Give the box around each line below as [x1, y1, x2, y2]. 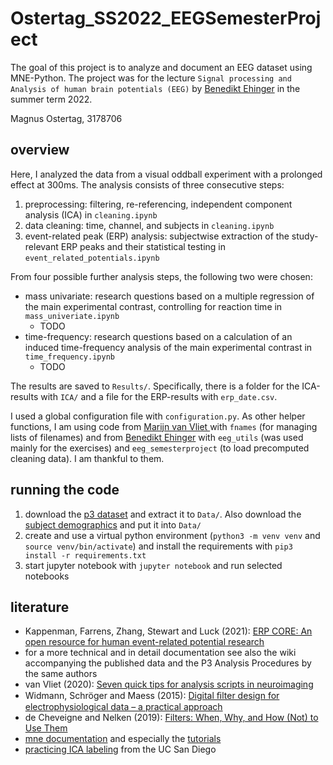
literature [10, 598, 70, 616]
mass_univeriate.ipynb [24, 311, 120, 321]
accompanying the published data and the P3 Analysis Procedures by [24, 657, 312, 669]
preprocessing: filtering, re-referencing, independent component [24, 198, 293, 210]
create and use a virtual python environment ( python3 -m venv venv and [24, 529, 321, 541]
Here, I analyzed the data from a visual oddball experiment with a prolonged [10, 168, 323, 180]
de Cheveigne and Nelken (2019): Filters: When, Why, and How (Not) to [24, 712, 319, 724]
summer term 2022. [10, 93, 93, 105]
